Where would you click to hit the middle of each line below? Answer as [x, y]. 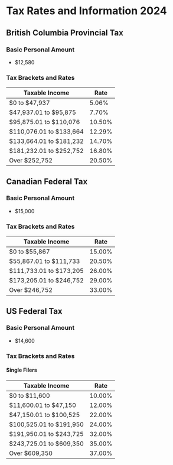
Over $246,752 [31, 290]
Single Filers [22, 370]
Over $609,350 [31, 453]
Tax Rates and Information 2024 [86, 11]
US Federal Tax [35, 311]
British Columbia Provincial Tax [65, 33]
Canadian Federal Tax [47, 181]
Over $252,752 [31, 161]
